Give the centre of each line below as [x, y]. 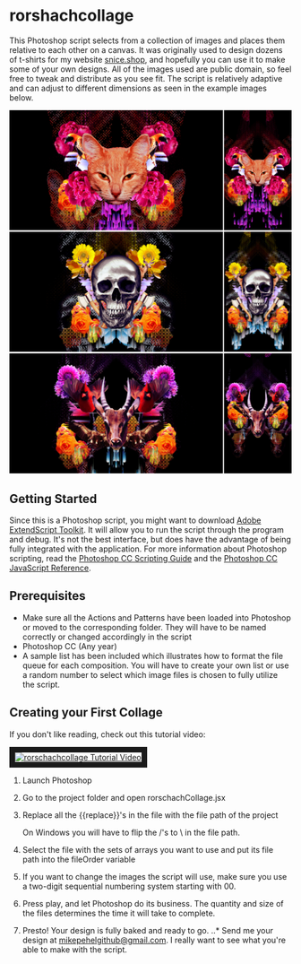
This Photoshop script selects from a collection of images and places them [147, 40]
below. [21, 97]
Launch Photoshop [57, 780]
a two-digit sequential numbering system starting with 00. [129, 886]
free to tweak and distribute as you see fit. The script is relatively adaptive [146, 78]
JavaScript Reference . [50, 568]
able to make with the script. [75, 949]
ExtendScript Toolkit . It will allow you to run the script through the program [146, 530]
